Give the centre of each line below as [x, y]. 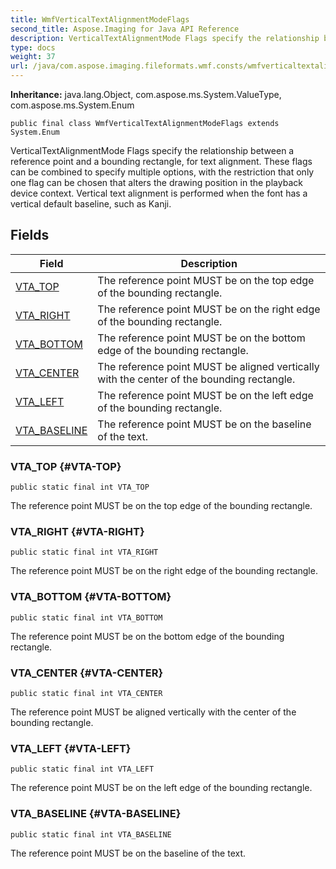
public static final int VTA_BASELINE [91, 834]
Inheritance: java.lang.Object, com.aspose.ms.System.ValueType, [146, 94]
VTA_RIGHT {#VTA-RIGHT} [77, 532]
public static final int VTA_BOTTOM [86, 617]
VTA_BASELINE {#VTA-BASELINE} [96, 814]
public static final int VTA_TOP [80, 487]
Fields [30, 235]
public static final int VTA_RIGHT [84, 552]
